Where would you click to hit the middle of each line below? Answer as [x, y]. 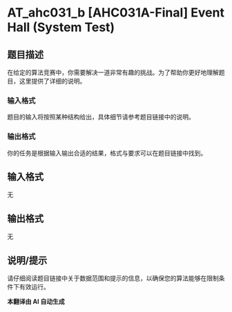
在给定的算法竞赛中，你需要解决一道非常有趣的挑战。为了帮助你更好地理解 [113, 72]
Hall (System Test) [61, 27]
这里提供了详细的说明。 [52, 81]
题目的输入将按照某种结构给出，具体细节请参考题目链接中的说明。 [101, 117]
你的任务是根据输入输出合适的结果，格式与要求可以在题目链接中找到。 [107, 153]
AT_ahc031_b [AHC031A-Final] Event [116, 13]
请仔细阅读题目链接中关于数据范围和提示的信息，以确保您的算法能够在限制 [113, 278]
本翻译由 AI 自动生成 [36, 302]
